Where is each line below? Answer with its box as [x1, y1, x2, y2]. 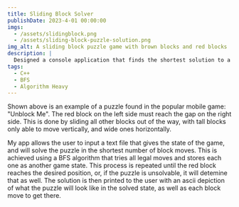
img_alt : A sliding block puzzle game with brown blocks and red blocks [7, 43, 228, 50]
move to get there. [7, 191, 62, 200]
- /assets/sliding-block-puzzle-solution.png [14, 37, 152, 44]
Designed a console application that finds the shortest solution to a [14, 57, 231, 64]
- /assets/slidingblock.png [14, 30, 97, 38]
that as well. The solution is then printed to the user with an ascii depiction [7, 177, 225, 185]
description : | [7, 50, 53, 57]
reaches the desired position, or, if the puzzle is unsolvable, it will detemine [7, 169, 228, 177]
